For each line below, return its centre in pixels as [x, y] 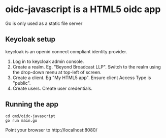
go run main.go [21, 120]
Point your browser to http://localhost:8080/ [51, 130]
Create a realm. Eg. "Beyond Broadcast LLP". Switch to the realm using [87, 66]
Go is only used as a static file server [44, 23]
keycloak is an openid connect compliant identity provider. [66, 51]
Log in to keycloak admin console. [48, 61]
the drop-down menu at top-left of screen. [57, 72]
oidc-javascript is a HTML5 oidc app [83, 9]
